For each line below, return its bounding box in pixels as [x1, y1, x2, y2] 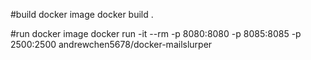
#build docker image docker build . [10, 9, 154, 20]
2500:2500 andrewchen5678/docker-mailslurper [10, 39, 213, 50]
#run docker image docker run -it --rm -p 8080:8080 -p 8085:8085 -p [10, 28, 302, 39]
